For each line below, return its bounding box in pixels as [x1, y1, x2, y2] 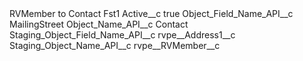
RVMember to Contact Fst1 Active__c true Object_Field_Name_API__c [9, 8, 294, 19]
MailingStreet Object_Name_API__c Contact [9, 18, 189, 30]
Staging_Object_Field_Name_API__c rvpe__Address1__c [9, 29, 236, 41]
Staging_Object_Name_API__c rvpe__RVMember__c [9, 40, 221, 51]
